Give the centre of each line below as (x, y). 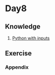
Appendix (17, 67)
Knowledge (23, 27)
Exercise (18, 53)
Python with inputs (31, 38)
